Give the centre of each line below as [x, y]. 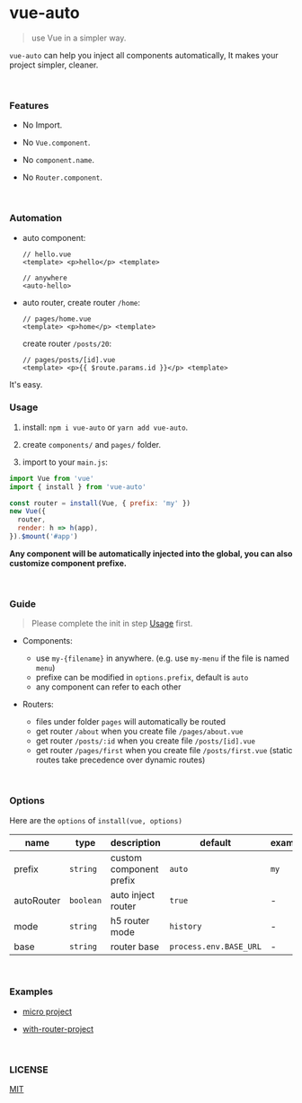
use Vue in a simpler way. [79, 38]
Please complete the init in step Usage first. [112, 624]
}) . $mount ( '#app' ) [44, 537]
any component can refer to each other [108, 687]
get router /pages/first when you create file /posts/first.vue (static [164, 751]
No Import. [42, 125]
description [135, 842]
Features [29, 105]
